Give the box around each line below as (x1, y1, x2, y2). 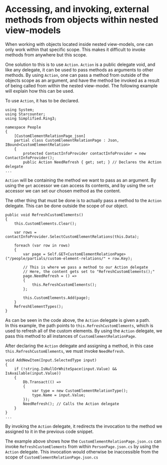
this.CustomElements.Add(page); (23, 295, 91, 300)
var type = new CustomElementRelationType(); (31, 388, 128, 393)
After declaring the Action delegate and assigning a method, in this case (5, 343, 154, 349)
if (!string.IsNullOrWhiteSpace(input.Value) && (14, 366, 117, 371)
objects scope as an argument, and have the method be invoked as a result (5, 77, 160, 83)
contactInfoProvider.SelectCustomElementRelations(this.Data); (5, 234, 140, 239)
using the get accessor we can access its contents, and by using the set (5, 182, 154, 188)
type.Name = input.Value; (31, 393, 86, 398)
